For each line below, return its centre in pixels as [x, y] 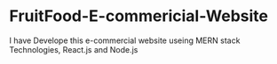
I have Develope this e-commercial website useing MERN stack [125, 40]
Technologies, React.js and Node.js [74, 49]
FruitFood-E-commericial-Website [139, 16]
